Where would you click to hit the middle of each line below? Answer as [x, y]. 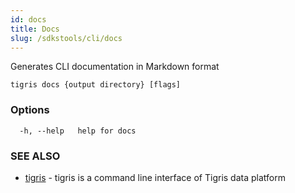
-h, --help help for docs [78, 131]
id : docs [28, 19]
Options [30, 110]
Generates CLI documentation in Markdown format [115, 67]
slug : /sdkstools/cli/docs [66, 38]
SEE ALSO [35, 156]
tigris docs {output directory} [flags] [96, 85]
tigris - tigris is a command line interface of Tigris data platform [155, 177]
